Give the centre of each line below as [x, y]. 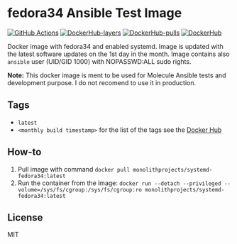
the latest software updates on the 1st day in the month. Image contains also [118, 54]
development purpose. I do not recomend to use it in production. [102, 82]
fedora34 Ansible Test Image [95, 13]
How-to [24, 152]
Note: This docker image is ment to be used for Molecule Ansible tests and [117, 75]
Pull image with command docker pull [73, 169]
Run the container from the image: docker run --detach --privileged [119, 183]
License [25, 217]
